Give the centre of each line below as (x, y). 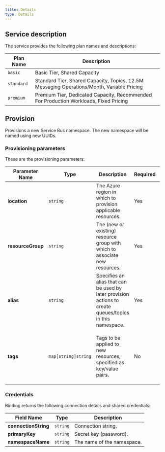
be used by (109, 288)
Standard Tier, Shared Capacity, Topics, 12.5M (89, 81)
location (17, 201)
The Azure (108, 186)
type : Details (20, 14)
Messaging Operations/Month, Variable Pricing (89, 87)
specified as (110, 363)
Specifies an (110, 276)
